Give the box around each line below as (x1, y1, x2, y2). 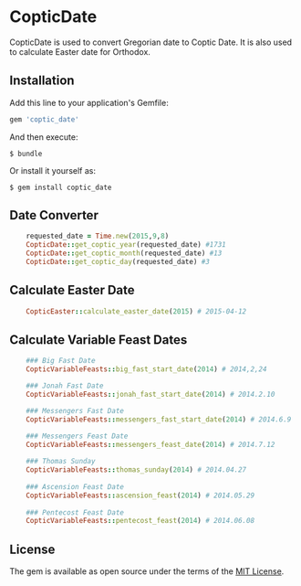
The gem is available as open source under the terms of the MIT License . (9, 566, 285, 577)
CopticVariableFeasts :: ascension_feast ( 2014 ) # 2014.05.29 (26, 491, 255, 500)
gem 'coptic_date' (9, 114, 79, 124)
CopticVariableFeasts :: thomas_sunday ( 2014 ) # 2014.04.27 (26, 465, 247, 474)
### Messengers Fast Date (26, 406, 125, 415)
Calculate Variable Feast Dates (9, 332, 188, 348)
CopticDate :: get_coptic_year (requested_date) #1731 (26, 240, 226, 250)
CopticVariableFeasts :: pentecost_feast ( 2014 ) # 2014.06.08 (26, 517, 255, 526)
